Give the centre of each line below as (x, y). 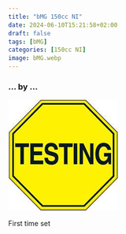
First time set (30, 224)
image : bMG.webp (35, 58)
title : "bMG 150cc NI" (45, 17)
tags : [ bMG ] (28, 42)
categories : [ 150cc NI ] (47, 50)
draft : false (30, 33)
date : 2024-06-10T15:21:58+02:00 (63, 25)
